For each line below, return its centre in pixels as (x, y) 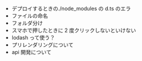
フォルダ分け (27, 23)
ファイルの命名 (30, 16)
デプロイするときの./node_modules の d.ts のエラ (71, 8)
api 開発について (31, 52)
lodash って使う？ (33, 37)
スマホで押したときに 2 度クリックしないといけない (74, 30)
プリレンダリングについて (43, 45)
